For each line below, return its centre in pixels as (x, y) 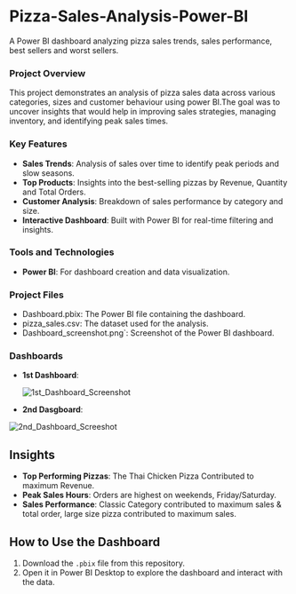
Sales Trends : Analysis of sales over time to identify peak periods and (151, 163)
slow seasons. (48, 173)
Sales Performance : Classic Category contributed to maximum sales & (152, 504)
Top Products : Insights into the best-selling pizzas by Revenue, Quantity (155, 182)
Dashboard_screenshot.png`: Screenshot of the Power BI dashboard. (148, 333)
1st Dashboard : (50, 376)
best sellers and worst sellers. (64, 50)
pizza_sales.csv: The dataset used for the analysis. (115, 324)
